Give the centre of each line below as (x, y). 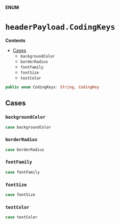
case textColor (21, 217)
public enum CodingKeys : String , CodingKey (52, 87)
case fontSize (20, 195)
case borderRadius (25, 150)
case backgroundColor (28, 127)
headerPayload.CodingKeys (60, 27)
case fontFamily (22, 172)
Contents (15, 40)
